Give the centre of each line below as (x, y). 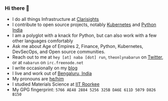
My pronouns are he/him (38, 79)
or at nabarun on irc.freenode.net (48, 63)
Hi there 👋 (17, 8)
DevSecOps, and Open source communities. (59, 52)
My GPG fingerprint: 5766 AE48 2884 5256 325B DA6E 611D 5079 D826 (84, 90)
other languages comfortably (43, 41)
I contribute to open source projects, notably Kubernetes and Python (84, 24)
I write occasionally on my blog (45, 68)
